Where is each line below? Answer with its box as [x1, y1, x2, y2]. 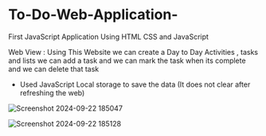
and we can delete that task [8, 64, 100, 73]
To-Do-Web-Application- [8, 6, 178, 24]
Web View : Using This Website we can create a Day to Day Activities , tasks [8, 47, 259, 56]
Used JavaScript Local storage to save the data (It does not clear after [19, 80, 251, 89]
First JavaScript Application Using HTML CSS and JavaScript [8, 32, 209, 41]
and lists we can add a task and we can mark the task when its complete [8, 56, 246, 65]
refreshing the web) [19, 87, 85, 97]
